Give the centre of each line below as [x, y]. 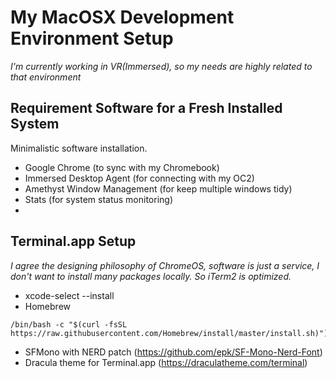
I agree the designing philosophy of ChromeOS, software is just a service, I [165, 265]
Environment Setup [92, 38]
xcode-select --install [69, 295]
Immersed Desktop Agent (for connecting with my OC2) [139, 178]
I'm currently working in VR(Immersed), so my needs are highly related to [161, 66]
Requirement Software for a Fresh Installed [146, 108]
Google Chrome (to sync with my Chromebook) [122, 167]
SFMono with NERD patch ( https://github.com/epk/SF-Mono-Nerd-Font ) [173, 352]
